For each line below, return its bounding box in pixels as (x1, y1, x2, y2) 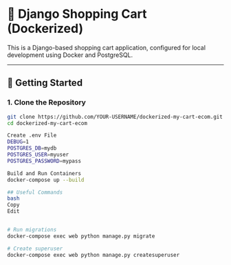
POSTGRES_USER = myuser (7, 151, 69, 158)
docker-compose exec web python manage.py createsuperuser (7, 251, 180, 258)
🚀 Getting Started (7, 77, 83, 89)
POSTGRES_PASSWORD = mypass (7, 157, 81, 164)
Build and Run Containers (7, 170, 81, 177)
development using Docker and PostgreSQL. (7, 51, 133, 59)
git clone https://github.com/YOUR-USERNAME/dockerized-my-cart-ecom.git (7, 113, 223, 120)
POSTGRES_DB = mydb (7, 145, 57, 152)
